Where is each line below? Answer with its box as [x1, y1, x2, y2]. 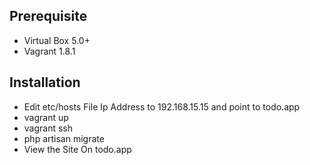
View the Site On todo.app [23, 143, 132, 155]
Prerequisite [9, 8, 88, 25]
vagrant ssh [23, 122, 74, 134]
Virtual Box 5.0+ [23, 34, 91, 46]
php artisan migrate [23, 132, 105, 144]
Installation [9, 74, 81, 91]
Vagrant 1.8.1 [23, 45, 76, 57]
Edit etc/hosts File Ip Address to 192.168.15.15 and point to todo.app [23, 100, 301, 113]
